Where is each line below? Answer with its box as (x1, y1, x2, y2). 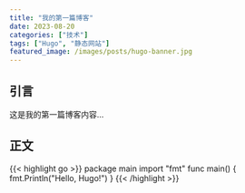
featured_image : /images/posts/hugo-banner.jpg (9, 47, 193, 56)
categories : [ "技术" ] (9, 30, 89, 39)
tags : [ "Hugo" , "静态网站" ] (9, 38, 111, 48)
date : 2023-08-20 (9, 22, 75, 31)
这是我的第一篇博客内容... (9, 108, 104, 119)
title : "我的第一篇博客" (9, 13, 93, 23)
